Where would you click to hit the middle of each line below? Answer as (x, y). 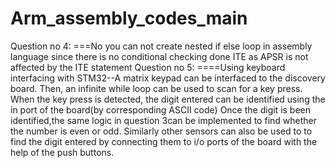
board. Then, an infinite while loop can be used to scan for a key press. (156, 88)
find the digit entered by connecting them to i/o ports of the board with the (164, 141)
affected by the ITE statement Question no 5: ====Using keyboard (148, 67)
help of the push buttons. (62, 152)
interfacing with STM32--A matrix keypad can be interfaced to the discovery (168, 78)
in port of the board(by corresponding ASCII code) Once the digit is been (161, 109)
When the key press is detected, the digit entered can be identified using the (168, 99)
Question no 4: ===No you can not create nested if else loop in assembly (161, 46)
